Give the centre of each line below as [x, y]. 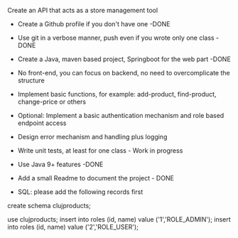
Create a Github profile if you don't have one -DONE [94, 24]
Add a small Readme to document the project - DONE [96, 178]
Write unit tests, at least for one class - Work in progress [100, 151]
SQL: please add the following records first [80, 192]
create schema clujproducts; [49, 206]
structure [31, 80]
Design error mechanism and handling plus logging [92, 137]
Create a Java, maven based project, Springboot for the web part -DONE [124, 59]
